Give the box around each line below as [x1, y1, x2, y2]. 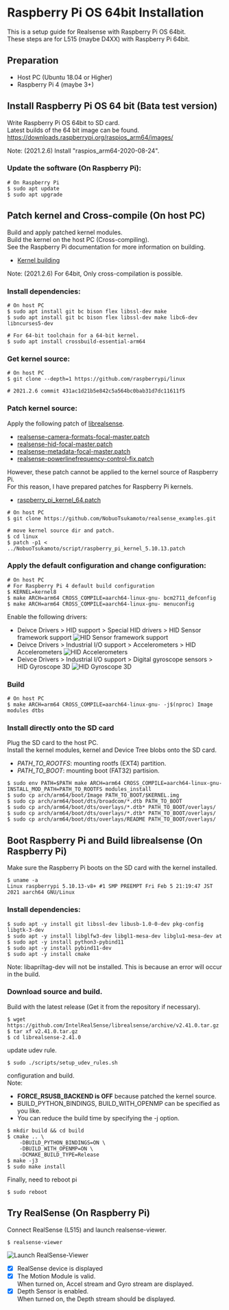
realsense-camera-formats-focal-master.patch [16, 432, 150, 441]
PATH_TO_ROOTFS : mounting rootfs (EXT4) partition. [16, 759, 167, 768]
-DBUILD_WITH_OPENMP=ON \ [19, 1145, 94, 1152]
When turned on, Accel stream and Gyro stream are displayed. [16, 1280, 194, 1288]
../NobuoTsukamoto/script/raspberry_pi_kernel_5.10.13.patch [7, 545, 186, 552]
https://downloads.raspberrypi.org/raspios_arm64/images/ [7, 133, 173, 142]
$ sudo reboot [7, 1188, 48, 1195]
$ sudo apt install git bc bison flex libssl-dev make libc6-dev [7, 314, 197, 321]
